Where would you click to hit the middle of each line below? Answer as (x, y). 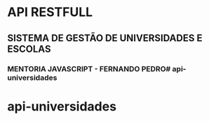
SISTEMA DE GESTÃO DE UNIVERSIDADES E (105, 38)
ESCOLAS (29, 49)
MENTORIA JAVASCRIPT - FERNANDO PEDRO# (89, 69)
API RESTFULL (50, 12)
